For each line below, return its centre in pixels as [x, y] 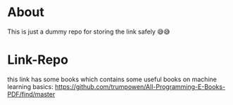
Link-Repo [38, 60]
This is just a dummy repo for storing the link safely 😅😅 [89, 31]
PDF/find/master [31, 94]
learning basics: [31, 86]
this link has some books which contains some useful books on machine [112, 79]
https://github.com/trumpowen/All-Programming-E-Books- [140, 86]
